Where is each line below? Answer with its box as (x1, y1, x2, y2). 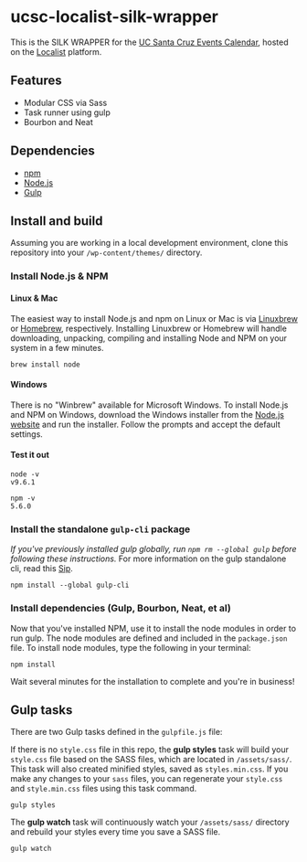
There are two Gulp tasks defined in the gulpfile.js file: (10, 727, 223, 738)
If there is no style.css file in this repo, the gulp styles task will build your (10, 744, 290, 755)
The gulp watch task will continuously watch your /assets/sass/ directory (10, 816, 291, 828)
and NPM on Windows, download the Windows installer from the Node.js (10, 409, 284, 420)
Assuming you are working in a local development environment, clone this (10, 238, 289, 249)
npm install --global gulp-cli (10, 580, 130, 591)
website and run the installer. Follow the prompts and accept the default (10, 419, 281, 430)
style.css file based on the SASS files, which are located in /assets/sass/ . (10, 754, 292, 765)
